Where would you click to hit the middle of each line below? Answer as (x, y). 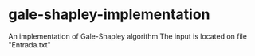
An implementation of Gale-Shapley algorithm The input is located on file (127, 36)
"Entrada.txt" (29, 44)
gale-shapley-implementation (109, 15)
